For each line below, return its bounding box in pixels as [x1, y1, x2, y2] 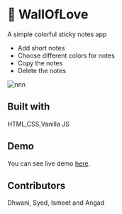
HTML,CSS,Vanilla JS [7, 119, 70, 128]
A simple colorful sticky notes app [7, 30, 107, 38]
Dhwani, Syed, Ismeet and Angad [7, 198, 105, 207]
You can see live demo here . [7, 159, 91, 168]
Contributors [7, 179, 66, 191]
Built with [7, 101, 50, 113]
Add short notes [17, 43, 65, 52]
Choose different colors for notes [17, 51, 115, 60]
